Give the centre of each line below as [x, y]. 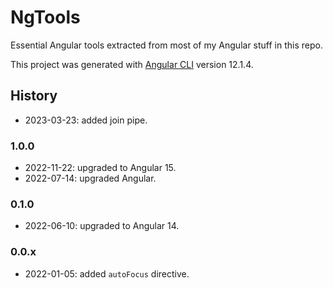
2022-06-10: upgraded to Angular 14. [102, 226]
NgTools [45, 17]
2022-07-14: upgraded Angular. [90, 178]
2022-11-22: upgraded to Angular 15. [100, 168]
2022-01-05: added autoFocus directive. [107, 273]
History [34, 96]
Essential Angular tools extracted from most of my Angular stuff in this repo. [166, 45]
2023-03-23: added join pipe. [86, 120]
